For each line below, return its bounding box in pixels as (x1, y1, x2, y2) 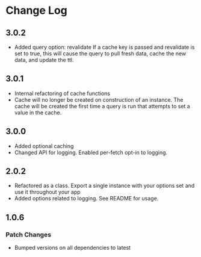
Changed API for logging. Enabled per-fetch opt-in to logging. (14, 149, 168, 156)
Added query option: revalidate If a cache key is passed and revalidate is (14, 43, 195, 51)
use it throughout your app (14, 188, 81, 196)
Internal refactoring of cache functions (14, 90, 111, 97)
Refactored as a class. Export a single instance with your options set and (14, 182, 195, 190)
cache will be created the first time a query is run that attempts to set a (14, 102, 190, 110)
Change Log (5, 4, 67, 17)
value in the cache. (14, 109, 62, 116)
